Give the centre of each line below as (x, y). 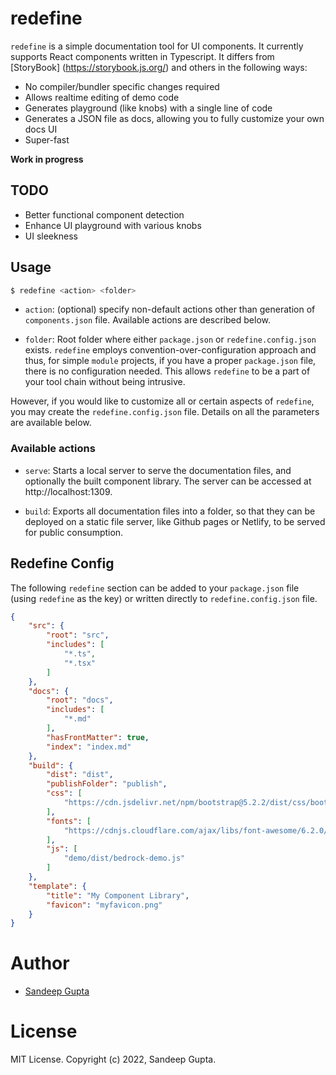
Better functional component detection (104, 214)
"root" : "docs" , (80, 700)
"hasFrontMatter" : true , (98, 737)
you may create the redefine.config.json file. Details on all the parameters (165, 412)
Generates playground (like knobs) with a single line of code (148, 108)
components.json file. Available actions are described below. (148, 320)
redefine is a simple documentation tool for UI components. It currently (157, 46)
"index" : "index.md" (89, 747)
